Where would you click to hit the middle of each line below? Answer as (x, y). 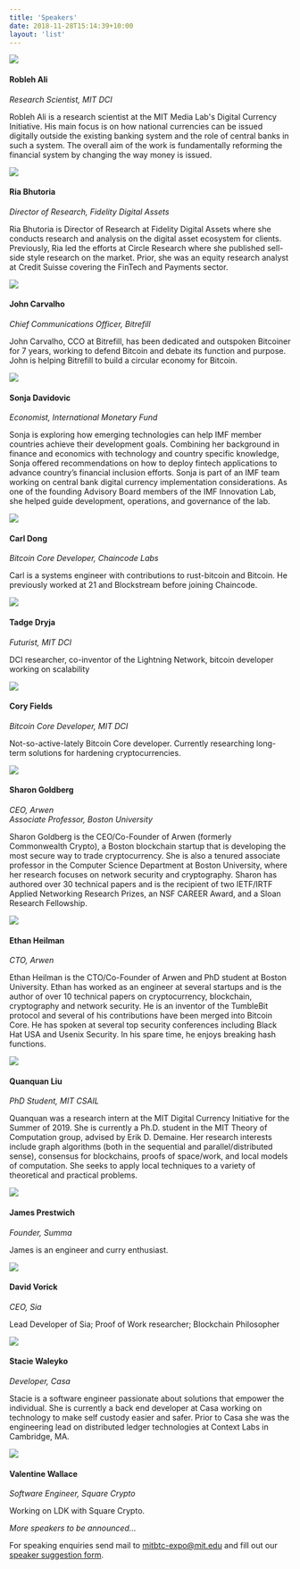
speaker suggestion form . (57, 1555)
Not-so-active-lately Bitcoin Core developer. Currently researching (132, 743)
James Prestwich (42, 1212)
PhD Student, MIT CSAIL (54, 1101)
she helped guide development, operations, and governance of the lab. (140, 501)
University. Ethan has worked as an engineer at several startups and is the (146, 987)
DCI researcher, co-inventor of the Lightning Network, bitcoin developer (142, 659)
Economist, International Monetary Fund (83, 417)
